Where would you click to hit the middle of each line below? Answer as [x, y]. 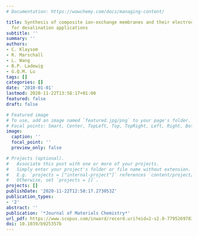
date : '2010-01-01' [30, 88]
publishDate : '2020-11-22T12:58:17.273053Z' [62, 191]
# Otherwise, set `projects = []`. [52, 180]
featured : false [26, 99]
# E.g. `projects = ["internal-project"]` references [76, 175]
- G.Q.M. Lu [21, 71]
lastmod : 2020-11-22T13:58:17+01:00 [51, 94]
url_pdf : [17, 218]
